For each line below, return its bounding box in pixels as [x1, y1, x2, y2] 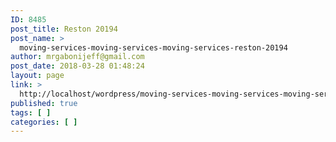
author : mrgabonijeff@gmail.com [10, 52, 145, 62]
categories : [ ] [10, 117, 78, 127]
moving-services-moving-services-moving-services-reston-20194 [19, 42, 288, 53]
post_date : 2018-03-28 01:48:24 [10, 61, 145, 71]
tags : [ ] [10, 107, 52, 118]
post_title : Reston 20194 [10, 24, 118, 34]
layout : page [10, 71, 65, 81]
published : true [10, 98, 78, 108]
